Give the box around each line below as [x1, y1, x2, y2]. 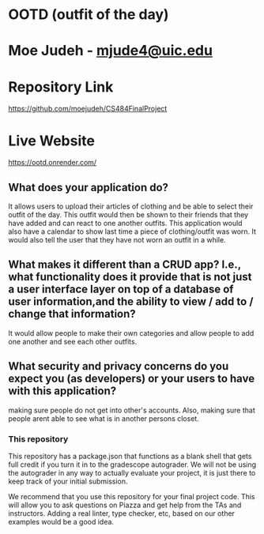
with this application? [8, 385, 117, 398]
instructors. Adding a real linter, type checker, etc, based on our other [8, 508, 236, 518]
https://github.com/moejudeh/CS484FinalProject [8, 104, 168, 114]
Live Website [8, 132, 95, 149]
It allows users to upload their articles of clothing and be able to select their [8, 201, 254, 211]
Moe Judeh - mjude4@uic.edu [8, 42, 213, 60]
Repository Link [8, 77, 114, 96]
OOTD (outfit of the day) [8, 6, 169, 24]
